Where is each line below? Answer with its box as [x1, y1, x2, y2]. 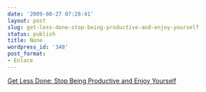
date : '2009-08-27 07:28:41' [7, 10, 94, 18]
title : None [7, 37, 43, 44]
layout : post [7, 17, 46, 24]
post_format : [7, 51, 46, 58]
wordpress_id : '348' [7, 44, 69, 51]
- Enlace [7, 57, 34, 64]
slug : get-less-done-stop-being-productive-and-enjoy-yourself [7, 24, 200, 31]
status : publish [7, 30, 56, 38]
